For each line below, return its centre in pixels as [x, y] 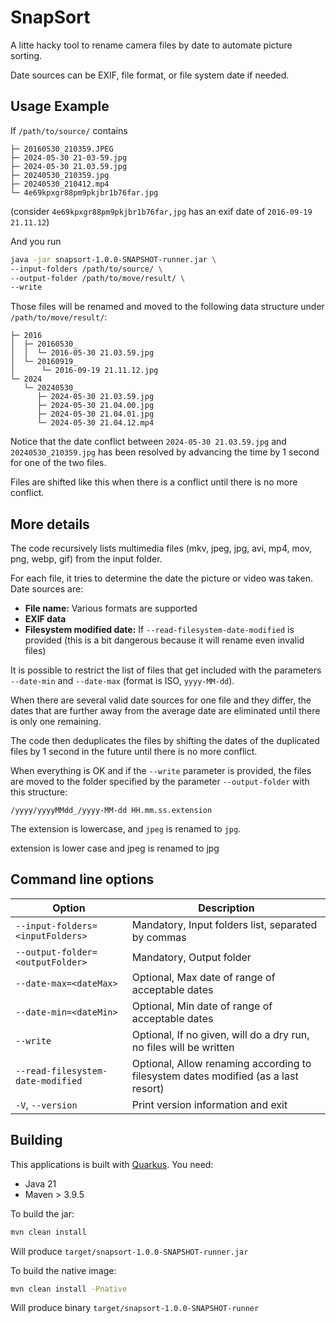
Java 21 [40, 1183]
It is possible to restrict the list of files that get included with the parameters [166, 670]
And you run [36, 241]
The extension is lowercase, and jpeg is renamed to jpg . [126, 829]
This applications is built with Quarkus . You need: [112, 1164]
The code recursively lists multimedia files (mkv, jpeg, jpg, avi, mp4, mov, [161, 548]
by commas [159, 937]
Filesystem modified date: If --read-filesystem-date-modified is [159, 630]
